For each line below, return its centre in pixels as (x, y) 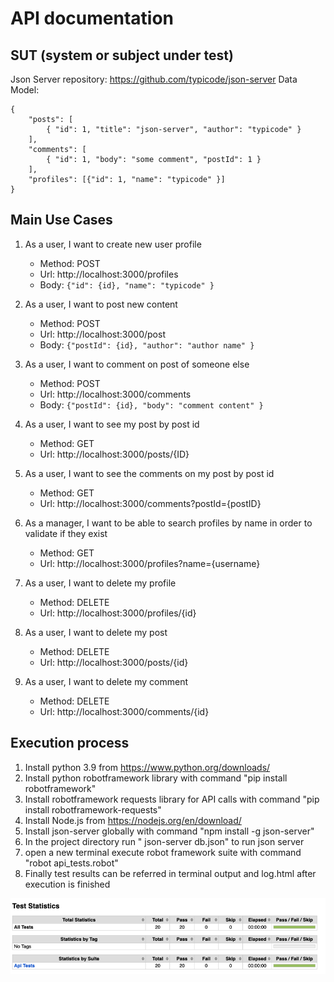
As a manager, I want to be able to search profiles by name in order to (168, 523)
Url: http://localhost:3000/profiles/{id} (118, 613)
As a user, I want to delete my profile (100, 583)
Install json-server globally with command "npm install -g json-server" (169, 831)
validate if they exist (66, 533)
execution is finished (67, 884)
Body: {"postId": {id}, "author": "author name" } (147, 344)
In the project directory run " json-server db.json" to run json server (164, 841)
